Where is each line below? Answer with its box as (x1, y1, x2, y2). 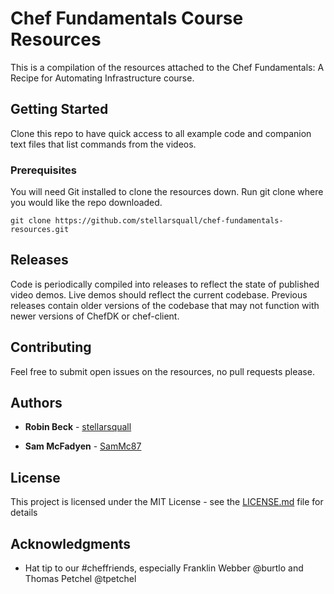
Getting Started (10, 101, 109, 118)
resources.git (10, 225, 70, 235)
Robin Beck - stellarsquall (24, 421, 132, 433)
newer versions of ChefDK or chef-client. (10, 310, 180, 322)
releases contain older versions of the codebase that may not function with (10, 299, 320, 311)
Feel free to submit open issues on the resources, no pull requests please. (10, 365, 315, 377)
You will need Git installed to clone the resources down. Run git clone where (10, 186, 324, 198)
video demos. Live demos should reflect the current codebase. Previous (10, 288, 308, 301)
